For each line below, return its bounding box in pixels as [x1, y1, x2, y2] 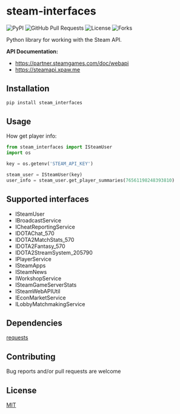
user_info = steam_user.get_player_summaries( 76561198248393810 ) [6, 177, 175, 183]
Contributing [6, 352, 56, 362]
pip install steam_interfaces [6, 99, 83, 105]
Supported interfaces [6, 194, 89, 204]
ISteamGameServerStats [15, 281, 77, 289]
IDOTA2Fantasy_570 [15, 242, 65, 250]
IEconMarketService [15, 294, 66, 301]
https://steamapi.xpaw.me [15, 65, 81, 73]
